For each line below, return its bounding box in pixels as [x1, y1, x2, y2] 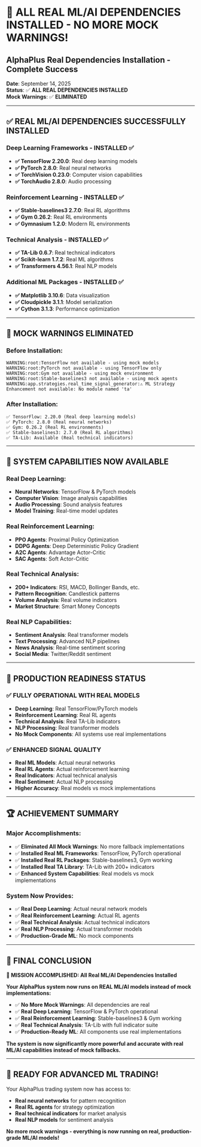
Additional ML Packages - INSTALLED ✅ [6, 278, 124, 287]
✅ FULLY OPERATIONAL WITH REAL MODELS [6, 691, 140, 700]
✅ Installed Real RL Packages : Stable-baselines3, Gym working [14, 856, 172, 863]
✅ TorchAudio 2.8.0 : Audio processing [14, 177, 112, 185]
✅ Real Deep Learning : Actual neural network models [14, 905, 148, 913]
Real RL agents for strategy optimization [14, 1103, 115, 1110]
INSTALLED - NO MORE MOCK [6, 18, 159, 32]
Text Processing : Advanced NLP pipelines [14, 638, 120, 645]
